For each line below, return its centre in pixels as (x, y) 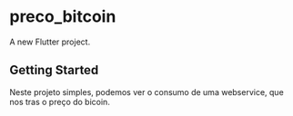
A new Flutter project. (50, 42)
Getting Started (54, 70)
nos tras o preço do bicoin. (60, 101)
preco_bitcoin (63, 17)
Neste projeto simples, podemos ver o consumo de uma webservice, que (146, 92)
